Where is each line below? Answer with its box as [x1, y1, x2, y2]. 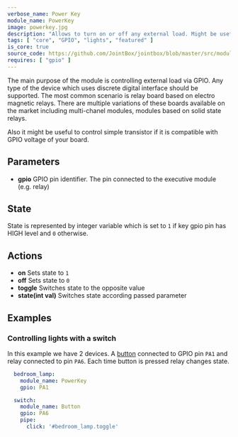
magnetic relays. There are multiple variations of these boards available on [7, 99, 225, 107]
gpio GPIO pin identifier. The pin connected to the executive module [17, 175, 217, 183]
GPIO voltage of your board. [7, 135, 90, 144]
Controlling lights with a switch [7, 333, 117, 343]
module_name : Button [20, 403, 81, 411]
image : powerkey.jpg [7, 23, 69, 31]
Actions [7, 249, 42, 261]
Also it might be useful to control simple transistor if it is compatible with [7, 127, 218, 136]
